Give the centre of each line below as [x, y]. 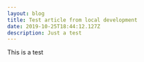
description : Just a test [44, 33]
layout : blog [26, 13]
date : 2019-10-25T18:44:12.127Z [54, 26]
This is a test [25, 52]
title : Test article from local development [72, 20]
